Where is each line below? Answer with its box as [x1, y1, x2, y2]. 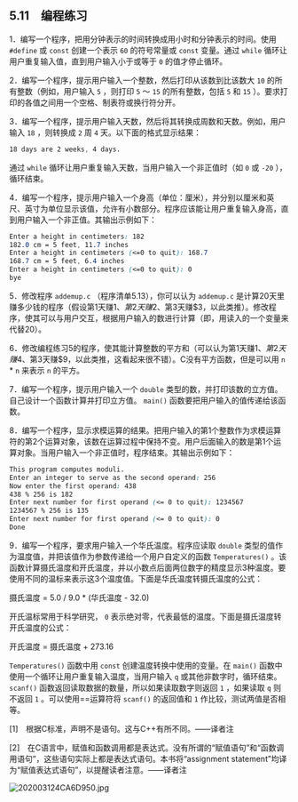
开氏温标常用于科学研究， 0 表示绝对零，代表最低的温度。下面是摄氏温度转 [9, 611, 282, 622]
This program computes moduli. [9, 465, 125, 474]
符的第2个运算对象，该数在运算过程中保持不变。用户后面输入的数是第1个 [9, 436, 274, 446]
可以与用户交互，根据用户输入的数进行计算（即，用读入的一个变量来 [39, 312, 289, 323]
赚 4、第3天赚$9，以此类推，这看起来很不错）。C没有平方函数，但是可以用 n [9, 354, 286, 365]
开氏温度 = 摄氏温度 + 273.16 [9, 641, 114, 652]
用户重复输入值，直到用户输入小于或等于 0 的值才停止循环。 [9, 56, 228, 67]
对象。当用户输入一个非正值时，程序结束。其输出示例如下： [16, 447, 235, 458]
